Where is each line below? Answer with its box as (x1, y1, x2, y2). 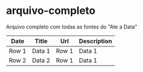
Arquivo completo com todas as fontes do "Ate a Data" (6, 23, 138, 30)
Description (78, 37, 113, 45)
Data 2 (32, 56, 51, 64)
